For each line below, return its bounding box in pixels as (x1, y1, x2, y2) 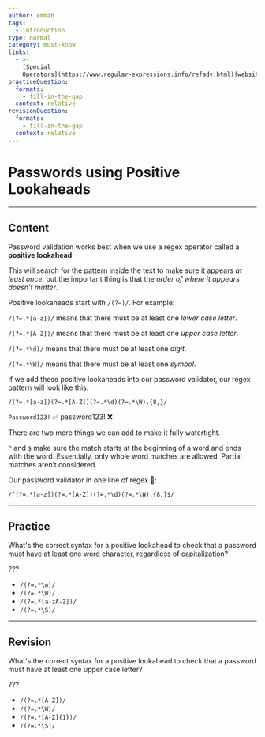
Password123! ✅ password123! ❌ (8, 412, 113, 421)
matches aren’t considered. (8, 460, 97, 470)
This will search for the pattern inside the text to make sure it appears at (8, 266, 243, 275)
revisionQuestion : (8, 108, 69, 115)
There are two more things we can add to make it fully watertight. (8, 428, 221, 437)
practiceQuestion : (8, 77, 69, 85)
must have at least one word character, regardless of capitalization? (8, 549, 229, 558)
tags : (8, 19, 26, 27)
